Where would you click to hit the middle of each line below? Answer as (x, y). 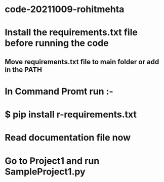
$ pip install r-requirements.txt (71, 115)
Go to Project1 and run (52, 161)
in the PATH (24, 70)
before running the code (57, 43)
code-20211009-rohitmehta (65, 9)
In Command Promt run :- (59, 91)
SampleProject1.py (45, 172)
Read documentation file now (68, 138)
